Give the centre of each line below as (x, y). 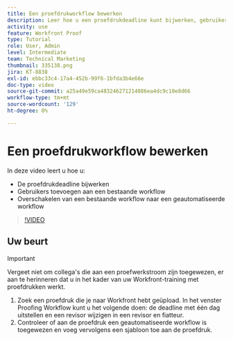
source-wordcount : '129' (43, 104)
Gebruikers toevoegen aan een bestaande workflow (91, 191)
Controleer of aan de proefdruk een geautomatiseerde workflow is (112, 322)
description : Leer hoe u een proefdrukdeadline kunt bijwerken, (102, 20)
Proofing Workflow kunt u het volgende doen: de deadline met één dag (119, 308)
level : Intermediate (37, 53)
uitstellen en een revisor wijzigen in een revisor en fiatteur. (101, 315)
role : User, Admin (34, 46)
